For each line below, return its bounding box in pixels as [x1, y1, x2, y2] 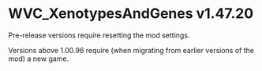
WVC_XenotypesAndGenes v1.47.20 [8, 5, 254, 23]
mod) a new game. [8, 54, 69, 63]
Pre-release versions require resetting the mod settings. [8, 30, 190, 40]
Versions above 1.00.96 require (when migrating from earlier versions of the [8, 45, 255, 55]
